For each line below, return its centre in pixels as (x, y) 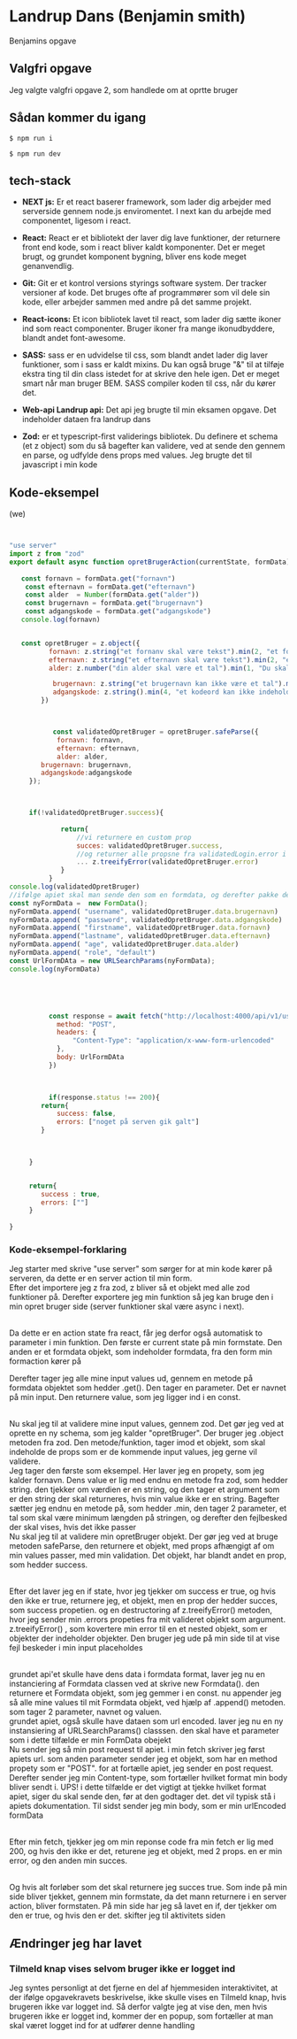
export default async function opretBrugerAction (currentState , (130, 562)
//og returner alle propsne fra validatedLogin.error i (182, 854)
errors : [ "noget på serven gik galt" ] (128, 1122)
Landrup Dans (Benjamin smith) (127, 16)
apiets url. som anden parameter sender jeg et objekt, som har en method (144, 1759)
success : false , (86, 1114)
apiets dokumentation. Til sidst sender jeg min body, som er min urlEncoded (148, 1806)
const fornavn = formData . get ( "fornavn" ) (98, 578)
